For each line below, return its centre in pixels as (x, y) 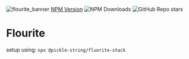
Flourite (26, 33)
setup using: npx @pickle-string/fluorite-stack (66, 49)
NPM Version (67, 9)
